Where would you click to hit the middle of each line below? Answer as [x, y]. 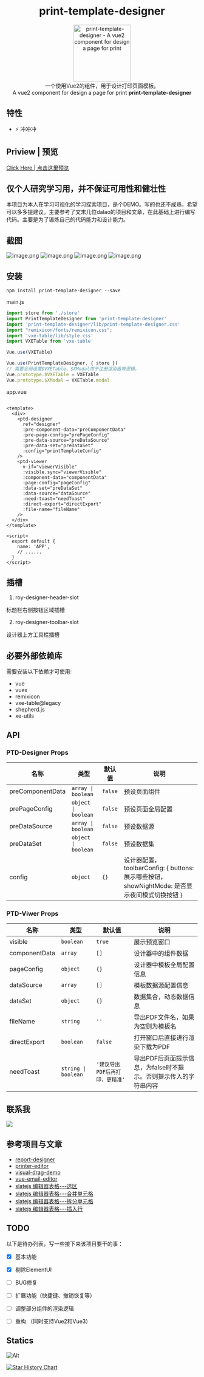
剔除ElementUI [33, 1269]
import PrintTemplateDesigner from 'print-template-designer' [87, 318]
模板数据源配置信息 [161, 986]
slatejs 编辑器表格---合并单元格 [54, 1193]
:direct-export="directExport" [62, 504]
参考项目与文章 [34, 1145]
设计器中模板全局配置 [164, 965]
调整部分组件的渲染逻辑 [44, 1308]
